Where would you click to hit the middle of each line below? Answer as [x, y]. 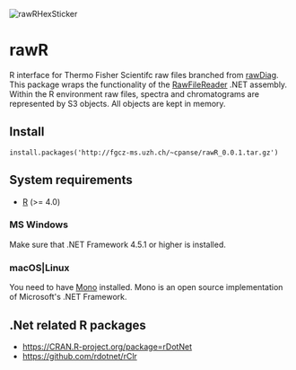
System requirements [71, 180]
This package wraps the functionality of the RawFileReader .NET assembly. [148, 84]
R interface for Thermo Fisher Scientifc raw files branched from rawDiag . [144, 75]
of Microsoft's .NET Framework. [68, 297]
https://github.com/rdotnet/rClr [79, 356]
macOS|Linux [39, 268]
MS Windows [39, 225]
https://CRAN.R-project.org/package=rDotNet [107, 347]
